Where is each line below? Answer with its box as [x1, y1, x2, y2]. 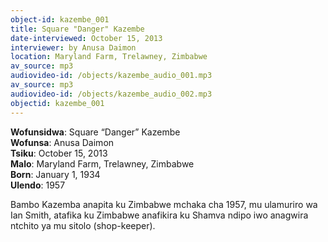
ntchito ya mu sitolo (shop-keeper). [10, 219, 156, 231]
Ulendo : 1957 [10, 179, 66, 191]
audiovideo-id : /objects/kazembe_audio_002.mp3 [10, 89, 213, 99]
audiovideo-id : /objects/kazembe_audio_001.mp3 [10, 71, 213, 81]
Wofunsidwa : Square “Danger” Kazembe [10, 126, 181, 138]
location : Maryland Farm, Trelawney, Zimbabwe [10, 52, 208, 62]
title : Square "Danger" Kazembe [10, 24, 145, 34]
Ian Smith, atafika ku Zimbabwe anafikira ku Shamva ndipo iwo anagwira [10, 209, 309, 221]
